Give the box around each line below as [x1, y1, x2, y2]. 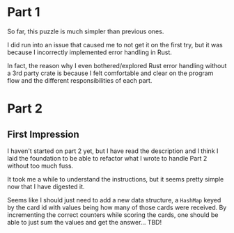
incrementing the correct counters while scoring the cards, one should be [7, 210, 219, 219]
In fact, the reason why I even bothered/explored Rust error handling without [7, 61, 227, 70]
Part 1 [7, 4, 40, 20]
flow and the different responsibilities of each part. [7, 76, 153, 84]
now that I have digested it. [7, 182, 85, 191]
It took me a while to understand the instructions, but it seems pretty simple [7, 175, 224, 183]
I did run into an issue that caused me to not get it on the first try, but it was [7, 40, 223, 49]
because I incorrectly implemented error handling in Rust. [7, 48, 173, 56]
